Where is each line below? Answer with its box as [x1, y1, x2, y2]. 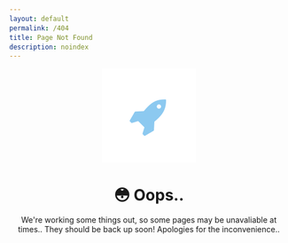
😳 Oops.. [113, 185, 184, 206]
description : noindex [9, 43, 90, 51]
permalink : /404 [9, 23, 69, 33]
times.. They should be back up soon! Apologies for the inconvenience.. [17, 224, 281, 235]
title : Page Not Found [9, 33, 93, 42]
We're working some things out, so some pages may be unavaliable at [20, 215, 277, 225]
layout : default [9, 14, 69, 23]
